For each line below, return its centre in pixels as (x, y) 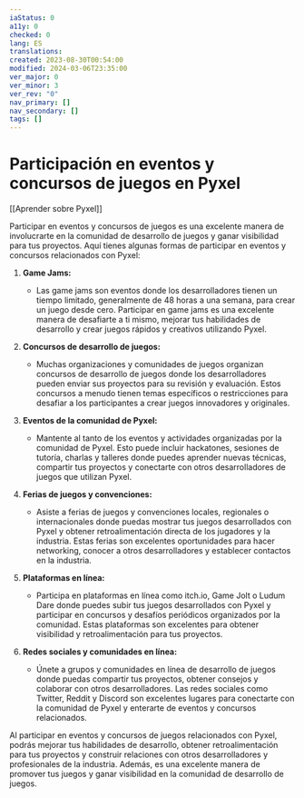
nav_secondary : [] (44, 111)
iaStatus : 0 (32, 18)
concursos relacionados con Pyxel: (75, 255)
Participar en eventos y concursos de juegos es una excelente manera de (147, 226)
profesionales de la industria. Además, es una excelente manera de (135, 764)
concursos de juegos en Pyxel (125, 184)
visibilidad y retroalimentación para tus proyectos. (129, 634)
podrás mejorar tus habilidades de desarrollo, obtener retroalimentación (144, 745)
